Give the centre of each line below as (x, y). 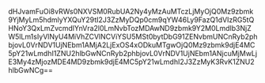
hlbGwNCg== (31, 70)
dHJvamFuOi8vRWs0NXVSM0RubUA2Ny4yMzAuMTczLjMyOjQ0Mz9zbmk (131, 11)
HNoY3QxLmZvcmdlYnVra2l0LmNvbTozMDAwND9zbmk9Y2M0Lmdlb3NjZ (130, 28)
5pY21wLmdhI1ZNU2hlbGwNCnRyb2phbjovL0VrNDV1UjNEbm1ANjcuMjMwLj (133, 53)
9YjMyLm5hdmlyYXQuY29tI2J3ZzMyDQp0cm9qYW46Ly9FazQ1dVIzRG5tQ (131, 20)
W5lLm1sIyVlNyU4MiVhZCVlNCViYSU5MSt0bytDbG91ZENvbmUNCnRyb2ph (133, 36)
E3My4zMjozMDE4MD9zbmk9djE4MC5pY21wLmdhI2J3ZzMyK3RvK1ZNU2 (131, 62)
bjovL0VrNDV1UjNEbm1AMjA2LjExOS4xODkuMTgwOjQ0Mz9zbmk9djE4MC (132, 45)
